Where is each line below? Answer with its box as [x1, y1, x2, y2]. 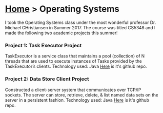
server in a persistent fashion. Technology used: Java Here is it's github [5, 97, 149, 103]
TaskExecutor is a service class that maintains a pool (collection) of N [5, 53, 145, 59]
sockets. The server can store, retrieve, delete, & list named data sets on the [5, 92, 159, 98]
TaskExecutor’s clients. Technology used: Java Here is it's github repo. [5, 63, 147, 69]
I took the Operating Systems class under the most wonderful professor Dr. [5, 19, 156, 25]
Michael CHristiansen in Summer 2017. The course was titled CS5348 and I [5, 24, 156, 30]
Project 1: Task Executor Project [5, 42, 82, 49]
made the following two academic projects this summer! [5, 30, 118, 36]
